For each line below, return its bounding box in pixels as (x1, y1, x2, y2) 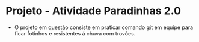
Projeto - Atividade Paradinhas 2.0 (5, 4, 182, 18)
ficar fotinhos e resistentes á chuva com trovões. (14, 30, 136, 37)
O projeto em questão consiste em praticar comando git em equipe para (14, 24, 194, 31)
